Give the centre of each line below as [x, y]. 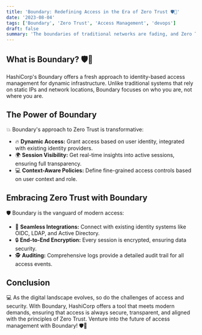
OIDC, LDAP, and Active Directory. [57, 233]
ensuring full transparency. [48, 164]
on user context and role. [46, 179]
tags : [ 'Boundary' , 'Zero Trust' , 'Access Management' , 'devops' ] [91, 23]
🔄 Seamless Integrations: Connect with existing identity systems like [100, 227]
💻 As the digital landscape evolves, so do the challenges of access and [95, 298]
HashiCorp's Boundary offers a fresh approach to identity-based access [96, 76]
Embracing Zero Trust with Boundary [77, 198]
